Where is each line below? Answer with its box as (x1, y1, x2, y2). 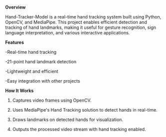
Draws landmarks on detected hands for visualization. (12, 117, 124, 123)
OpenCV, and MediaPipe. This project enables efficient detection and (5, 19, 147, 25)
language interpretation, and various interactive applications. (5, 30, 130, 35)
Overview (5, 4, 26, 10)
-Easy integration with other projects (5, 78, 81, 84)
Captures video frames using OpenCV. (12, 97, 92, 103)
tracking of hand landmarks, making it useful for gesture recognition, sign (5, 24, 156, 30)
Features (5, 39, 24, 45)
